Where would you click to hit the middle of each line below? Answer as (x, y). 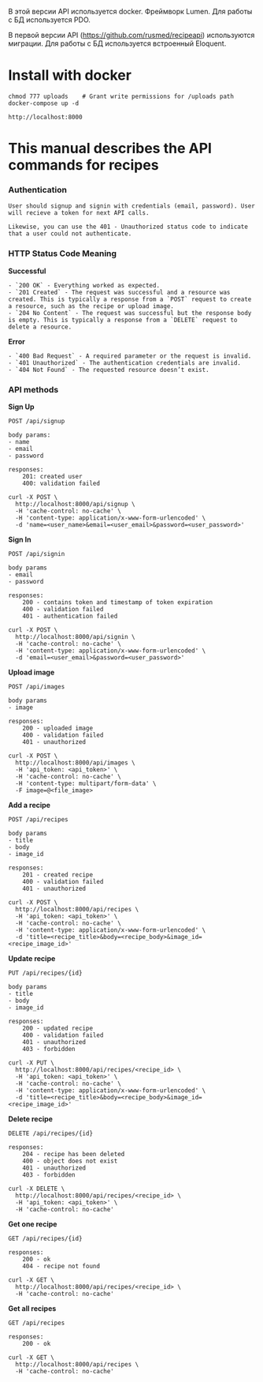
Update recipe (32, 959)
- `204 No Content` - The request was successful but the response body (130, 313)
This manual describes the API (110, 148)
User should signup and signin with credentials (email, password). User (132, 206)
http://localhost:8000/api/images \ (75, 763)
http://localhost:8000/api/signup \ (75, 505)
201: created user (52, 477)
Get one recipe (33, 1224)
